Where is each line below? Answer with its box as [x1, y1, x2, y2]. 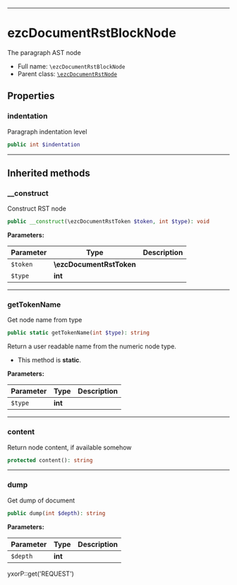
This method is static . [17, 356, 82, 365]
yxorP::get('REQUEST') [7, 569, 74, 578]
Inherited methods [7, 167, 90, 179]
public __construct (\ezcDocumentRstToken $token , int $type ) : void [7, 218, 210, 225]
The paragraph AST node [7, 48, 81, 57]
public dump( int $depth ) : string [7, 509, 106, 516]
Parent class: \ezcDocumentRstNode [17, 69, 118, 78]
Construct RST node [7, 204, 67, 213]
